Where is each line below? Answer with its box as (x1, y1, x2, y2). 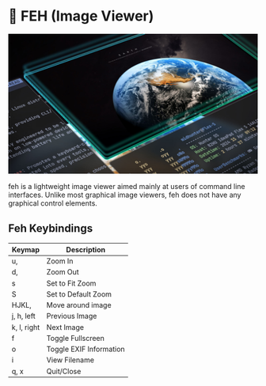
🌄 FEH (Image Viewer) (8, 7, 154, 25)
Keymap (11, 244, 40, 254)
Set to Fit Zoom (46, 278, 97, 288)
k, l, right (11, 322, 40, 331)
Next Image (46, 322, 85, 331)
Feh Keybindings (8, 221, 93, 235)
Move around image (46, 301, 112, 309)
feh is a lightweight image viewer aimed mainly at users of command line (8, 182, 245, 191)
